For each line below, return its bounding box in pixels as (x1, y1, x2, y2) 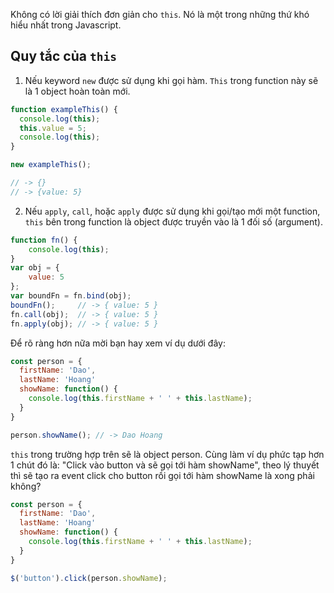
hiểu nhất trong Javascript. (10, 19, 122, 31)
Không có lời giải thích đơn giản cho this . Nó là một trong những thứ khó (10, 9, 310, 20)
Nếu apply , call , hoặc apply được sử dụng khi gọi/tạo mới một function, (24, 205, 321, 217)
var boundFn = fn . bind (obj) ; (10, 291, 132, 301)
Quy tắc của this (10, 48, 117, 65)
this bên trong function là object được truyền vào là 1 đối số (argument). (24, 215, 323, 228)
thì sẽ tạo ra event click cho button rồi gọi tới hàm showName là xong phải (10, 469, 315, 481)
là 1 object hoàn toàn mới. (24, 85, 131, 97)
